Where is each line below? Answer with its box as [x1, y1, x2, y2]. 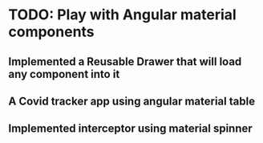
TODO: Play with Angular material [8, 6, 237, 24]
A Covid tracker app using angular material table [8, 94, 255, 108]
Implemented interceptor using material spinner [8, 122, 253, 136]
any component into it [8, 67, 120, 81]
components [8, 22, 95, 41]
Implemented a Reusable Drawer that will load [8, 55, 242, 68]
